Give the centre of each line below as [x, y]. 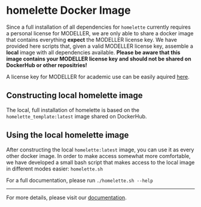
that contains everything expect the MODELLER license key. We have [92, 39]
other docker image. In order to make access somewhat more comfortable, [98, 156]
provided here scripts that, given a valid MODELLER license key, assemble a [100, 46]
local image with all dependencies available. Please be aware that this [93, 52]
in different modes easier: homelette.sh [55, 169]
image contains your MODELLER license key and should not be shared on [99, 59]
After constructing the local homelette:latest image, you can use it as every [100, 150]
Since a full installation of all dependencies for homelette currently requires [99, 27]
